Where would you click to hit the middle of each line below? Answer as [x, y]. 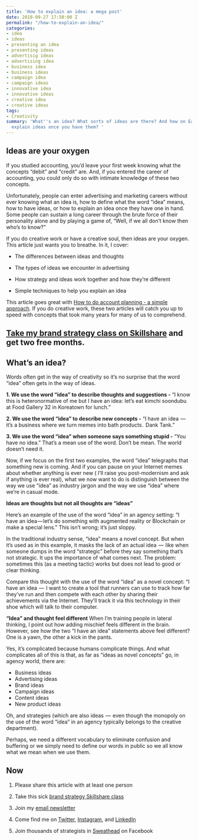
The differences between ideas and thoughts [69, 256]
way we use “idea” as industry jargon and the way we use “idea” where [93, 486]
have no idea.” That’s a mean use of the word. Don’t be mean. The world [94, 443]
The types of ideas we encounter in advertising [72, 267]
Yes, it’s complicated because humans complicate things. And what [88, 649]
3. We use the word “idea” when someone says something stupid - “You [96, 437]
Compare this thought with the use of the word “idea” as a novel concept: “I [98, 582]
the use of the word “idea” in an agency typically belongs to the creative [94, 722]
